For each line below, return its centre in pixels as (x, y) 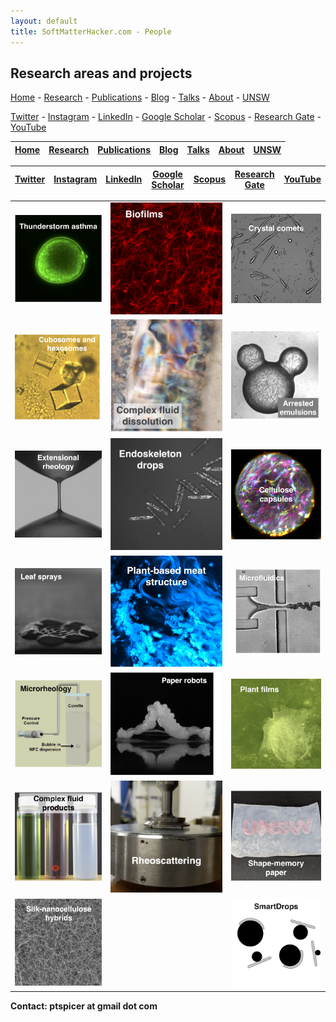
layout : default (44, 21)
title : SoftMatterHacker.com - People (91, 31)
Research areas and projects (101, 73)
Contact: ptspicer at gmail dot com (84, 1006)
